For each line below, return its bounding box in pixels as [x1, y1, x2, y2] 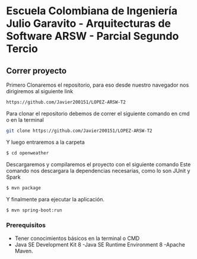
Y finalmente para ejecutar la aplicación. [6, 195, 105, 203]
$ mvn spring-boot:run [6, 207, 62, 213]
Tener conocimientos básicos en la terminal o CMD [14, 235, 140, 242]
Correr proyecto [6, 65, 67, 75]
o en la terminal [6, 116, 45, 123]
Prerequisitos [6, 221, 46, 229]
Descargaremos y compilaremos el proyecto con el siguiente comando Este [6, 160, 191, 168]
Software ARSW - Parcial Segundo [6, 30, 179, 43]
